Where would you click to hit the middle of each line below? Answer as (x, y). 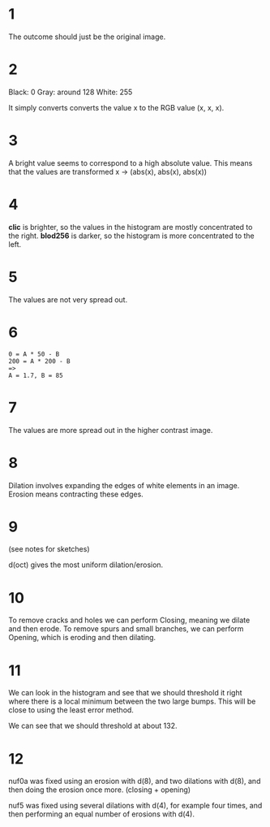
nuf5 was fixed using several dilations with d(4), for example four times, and (135, 806)
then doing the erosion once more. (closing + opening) (100, 790)
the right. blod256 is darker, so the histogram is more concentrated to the (132, 236)
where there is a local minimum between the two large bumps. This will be (132, 701)
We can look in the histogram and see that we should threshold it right (125, 693)
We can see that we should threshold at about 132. (93, 726)
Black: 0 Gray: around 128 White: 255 (71, 92)
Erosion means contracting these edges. (76, 494)
